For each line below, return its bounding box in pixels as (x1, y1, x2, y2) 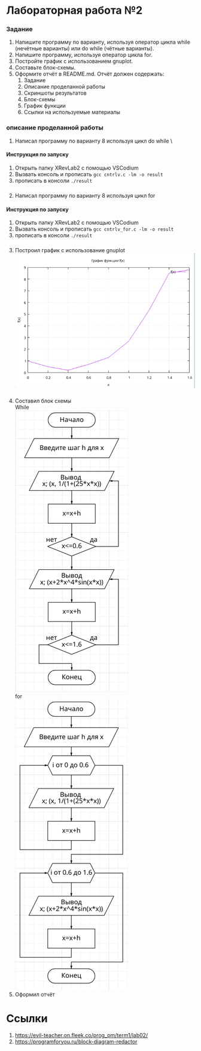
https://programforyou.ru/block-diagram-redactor (14, 1038, 138, 1045)
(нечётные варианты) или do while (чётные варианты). (14, 45, 154, 52)
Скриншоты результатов (23, 89, 87, 96)
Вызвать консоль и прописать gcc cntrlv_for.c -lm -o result (14, 225, 174, 232)
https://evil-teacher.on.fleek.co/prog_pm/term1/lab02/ (14, 1031, 148, 1038)
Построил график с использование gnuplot (14, 247, 126, 254)
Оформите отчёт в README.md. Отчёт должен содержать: (14, 70, 165, 78)
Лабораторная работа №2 (6, 4, 143, 17)
